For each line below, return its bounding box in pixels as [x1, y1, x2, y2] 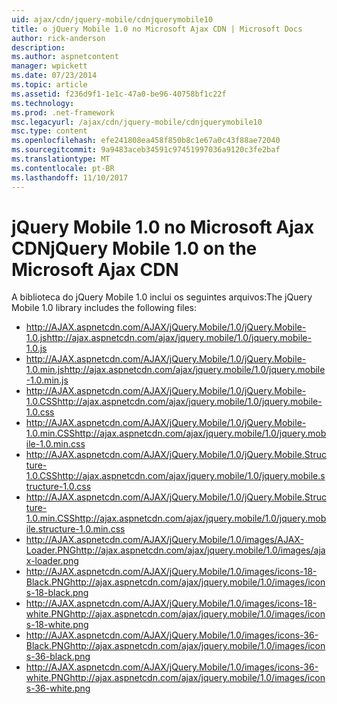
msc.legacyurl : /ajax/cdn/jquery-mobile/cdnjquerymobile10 [11, 117, 263, 127]
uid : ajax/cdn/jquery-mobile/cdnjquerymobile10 [11, 14, 214, 25]
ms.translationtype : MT [11, 154, 111, 164]
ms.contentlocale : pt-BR [11, 163, 115, 173]
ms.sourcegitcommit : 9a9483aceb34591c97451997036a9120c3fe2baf [11, 145, 281, 155]
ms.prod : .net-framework [11, 107, 115, 118]
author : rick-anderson [11, 33, 106, 43]
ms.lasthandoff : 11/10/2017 [11, 172, 129, 183]
